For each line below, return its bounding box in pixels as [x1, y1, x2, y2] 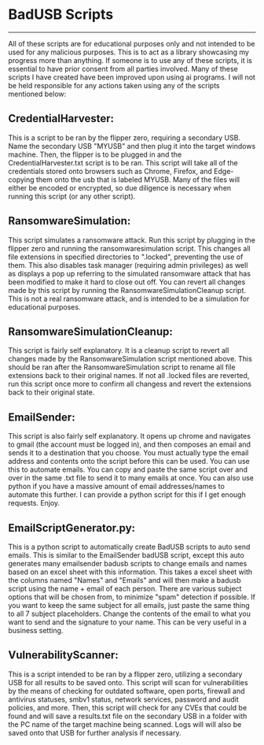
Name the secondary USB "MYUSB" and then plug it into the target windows [8, 141, 256, 150]
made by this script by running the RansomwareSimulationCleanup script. [8, 285, 246, 295]
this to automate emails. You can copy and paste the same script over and [8, 465, 247, 474]
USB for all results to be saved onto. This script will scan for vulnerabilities [8, 677, 249, 687]
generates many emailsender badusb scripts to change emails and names [8, 559, 247, 568]
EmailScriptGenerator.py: [8, 521, 136, 535]
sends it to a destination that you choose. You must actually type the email [8, 448, 249, 458]
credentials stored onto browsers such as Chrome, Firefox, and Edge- [8, 166, 234, 176]
